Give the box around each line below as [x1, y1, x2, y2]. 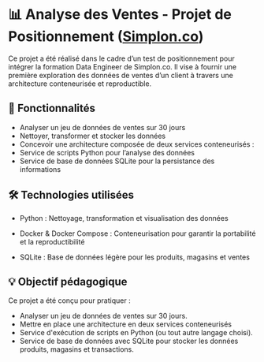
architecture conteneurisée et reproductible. [8, 79, 152, 88]
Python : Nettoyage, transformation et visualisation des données [19, 213, 229, 222]
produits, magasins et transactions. [19, 345, 134, 354]
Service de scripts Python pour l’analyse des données [19, 147, 195, 157]
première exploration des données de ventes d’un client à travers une [8, 70, 234, 80]
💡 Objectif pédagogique [8, 274, 128, 288]
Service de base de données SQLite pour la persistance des [19, 156, 215, 166]
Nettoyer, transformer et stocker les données [19, 131, 166, 140]
